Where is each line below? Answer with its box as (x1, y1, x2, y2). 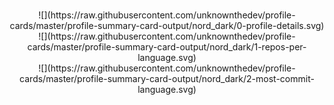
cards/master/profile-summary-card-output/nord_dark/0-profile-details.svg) (9, 20, 325, 31)
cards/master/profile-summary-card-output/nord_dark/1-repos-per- (27, 41, 307, 53)
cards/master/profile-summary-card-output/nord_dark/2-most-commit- (19, 73, 315, 84)
